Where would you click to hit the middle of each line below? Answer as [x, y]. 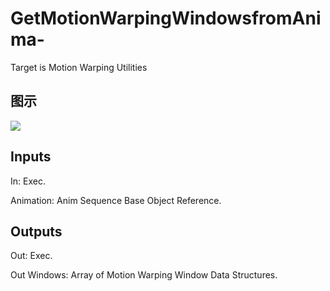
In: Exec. [28, 181]
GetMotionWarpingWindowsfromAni [166, 18]
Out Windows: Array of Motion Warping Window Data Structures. [144, 275]
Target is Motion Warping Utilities [79, 67]
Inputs [31, 157]
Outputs [36, 231]
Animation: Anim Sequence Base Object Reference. [116, 200]
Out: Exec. [31, 256]
